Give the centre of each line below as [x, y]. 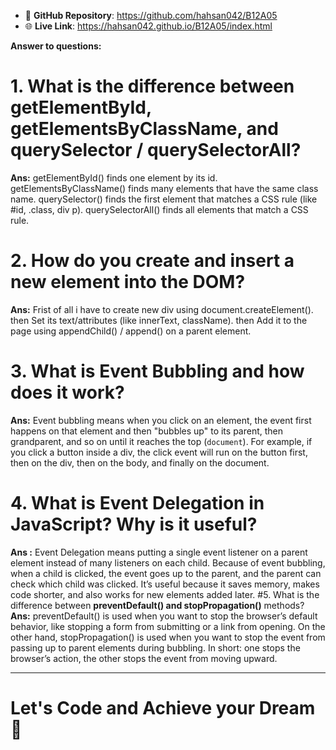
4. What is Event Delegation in [137, 503]
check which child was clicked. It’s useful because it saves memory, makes [165, 584]
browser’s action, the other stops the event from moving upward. [144, 658]
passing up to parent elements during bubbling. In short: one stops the [155, 647]
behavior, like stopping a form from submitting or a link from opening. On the [168, 626]
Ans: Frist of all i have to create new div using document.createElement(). [162, 309]
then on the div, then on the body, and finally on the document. [140, 462]
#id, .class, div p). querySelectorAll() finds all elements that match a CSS [159, 209]
